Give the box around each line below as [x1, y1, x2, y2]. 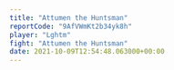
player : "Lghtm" [9, 30, 71, 39]
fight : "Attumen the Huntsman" [9, 38, 128, 48]
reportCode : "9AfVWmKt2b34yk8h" [9, 22, 132, 31]
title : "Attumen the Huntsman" [9, 13, 128, 23]
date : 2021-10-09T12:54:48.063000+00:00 [9, 47, 166, 56]
